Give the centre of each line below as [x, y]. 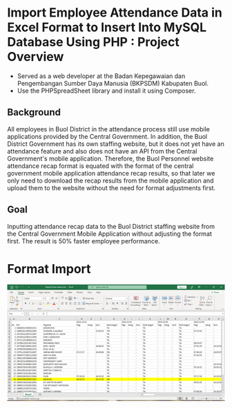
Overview [36, 57]
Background [34, 112]
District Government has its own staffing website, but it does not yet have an [116, 144]
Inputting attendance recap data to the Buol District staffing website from [111, 226]
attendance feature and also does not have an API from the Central [102, 151]
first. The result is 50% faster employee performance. [84, 241]
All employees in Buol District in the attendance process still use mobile [109, 129]
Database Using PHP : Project [93, 42]
